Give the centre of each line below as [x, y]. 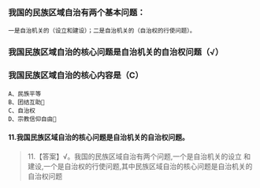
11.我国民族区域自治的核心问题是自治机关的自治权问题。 [98, 137]
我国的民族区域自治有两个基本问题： [77, 12]
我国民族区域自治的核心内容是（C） [76, 75]
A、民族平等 [25, 94]
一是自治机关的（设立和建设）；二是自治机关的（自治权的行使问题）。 [102, 31]
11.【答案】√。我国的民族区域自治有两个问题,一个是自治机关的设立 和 [139, 156]
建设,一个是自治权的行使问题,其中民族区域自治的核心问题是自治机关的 [140, 166]
